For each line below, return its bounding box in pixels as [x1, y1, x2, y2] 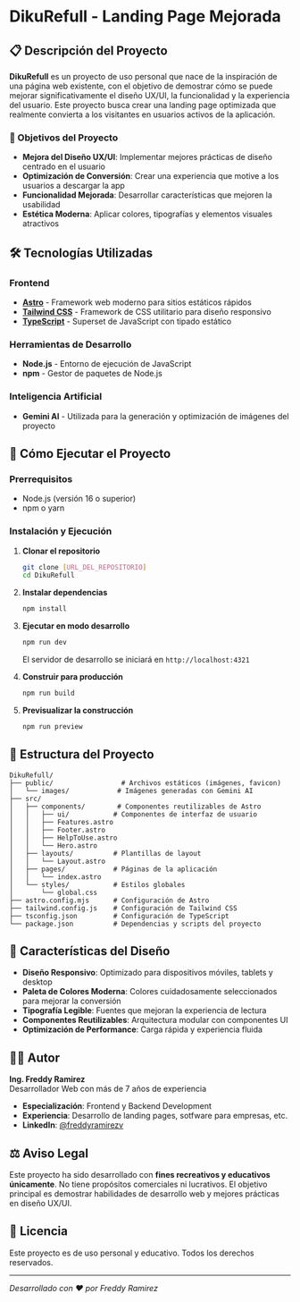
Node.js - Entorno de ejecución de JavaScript [21, 359, 192, 369]
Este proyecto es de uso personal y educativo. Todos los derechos [9, 1247, 254, 1258]
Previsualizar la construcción [21, 705, 134, 715]
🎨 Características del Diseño [9, 943, 171, 959]
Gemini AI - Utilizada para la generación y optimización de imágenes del [21, 410, 289, 421]
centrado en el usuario [21, 161, 105, 172]
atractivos [21, 218, 60, 229]
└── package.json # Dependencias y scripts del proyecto [9, 919, 262, 928]
